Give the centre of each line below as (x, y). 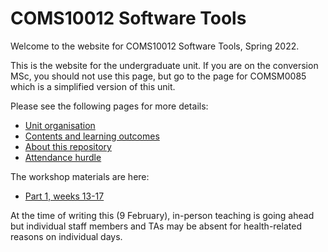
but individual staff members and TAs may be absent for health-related (156, 226)
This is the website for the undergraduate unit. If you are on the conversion (164, 65)
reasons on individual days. (66, 236)
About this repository (68, 146)
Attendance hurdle (63, 157)
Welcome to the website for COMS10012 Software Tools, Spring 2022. (155, 46)
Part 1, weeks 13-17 (64, 196)
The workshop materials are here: (80, 176)
